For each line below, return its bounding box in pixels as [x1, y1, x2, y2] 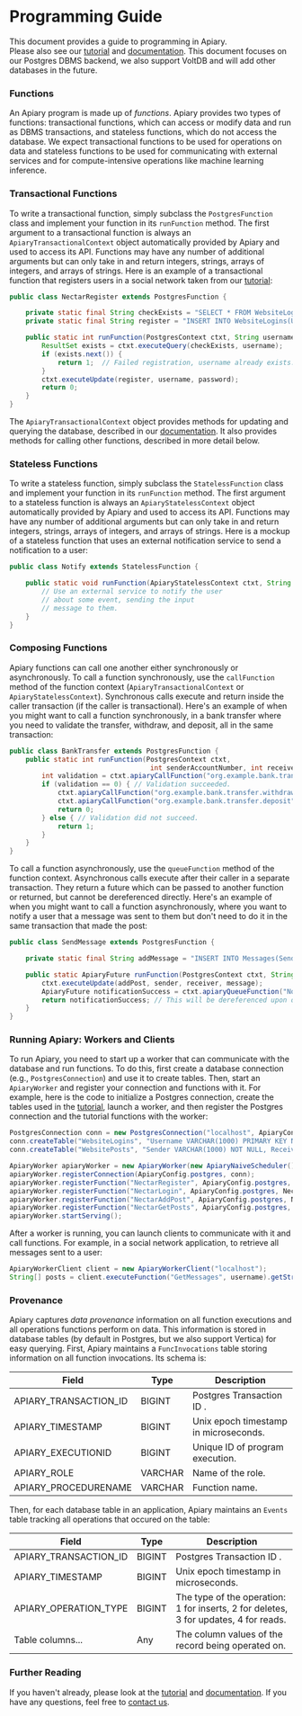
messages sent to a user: [9, 1247, 103, 1258]
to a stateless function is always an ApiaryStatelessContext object [9, 497, 255, 508]
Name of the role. [192, 1467, 266, 1479]
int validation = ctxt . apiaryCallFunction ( [41, 772, 207, 781]
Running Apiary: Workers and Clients [9, 1033, 175, 1046]
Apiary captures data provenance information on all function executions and [9, 1315, 292, 1326]
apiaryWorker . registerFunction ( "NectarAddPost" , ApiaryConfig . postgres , [9, 1194, 288, 1204]
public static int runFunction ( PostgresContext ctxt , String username [25, 333, 296, 343]
